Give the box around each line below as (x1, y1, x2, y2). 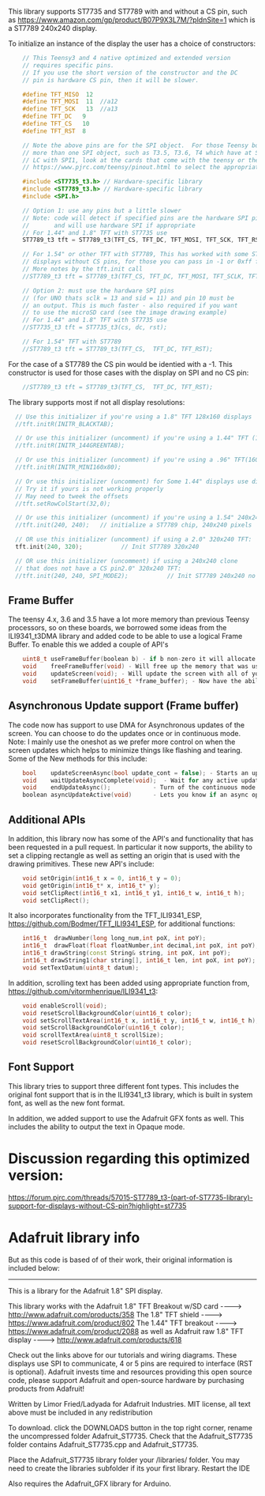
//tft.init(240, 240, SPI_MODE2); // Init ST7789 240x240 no (15, 572, 256, 580)
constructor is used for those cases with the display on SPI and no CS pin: (8, 368, 249, 377)
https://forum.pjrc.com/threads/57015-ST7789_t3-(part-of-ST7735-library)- (8, 1192, 254, 1202)
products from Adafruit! (8, 1384, 85, 1393)
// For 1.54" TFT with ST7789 (22, 338, 122, 346)
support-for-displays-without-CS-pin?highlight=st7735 (8, 1201, 187, 1211)
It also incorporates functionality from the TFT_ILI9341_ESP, (8, 911, 203, 920)
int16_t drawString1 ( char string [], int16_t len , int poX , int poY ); (22, 957, 256, 965)
